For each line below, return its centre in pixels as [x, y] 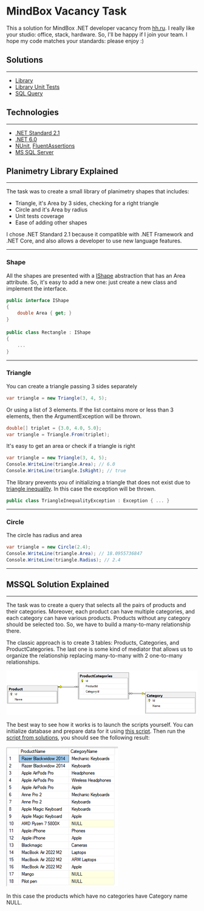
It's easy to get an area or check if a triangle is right [71, 446]
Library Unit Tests [37, 87]
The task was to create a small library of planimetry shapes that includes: [98, 191]
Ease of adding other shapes [51, 222]
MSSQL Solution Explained [58, 585]
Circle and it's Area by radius [51, 210]
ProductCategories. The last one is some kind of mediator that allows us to [100, 649]
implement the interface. [37, 288]
